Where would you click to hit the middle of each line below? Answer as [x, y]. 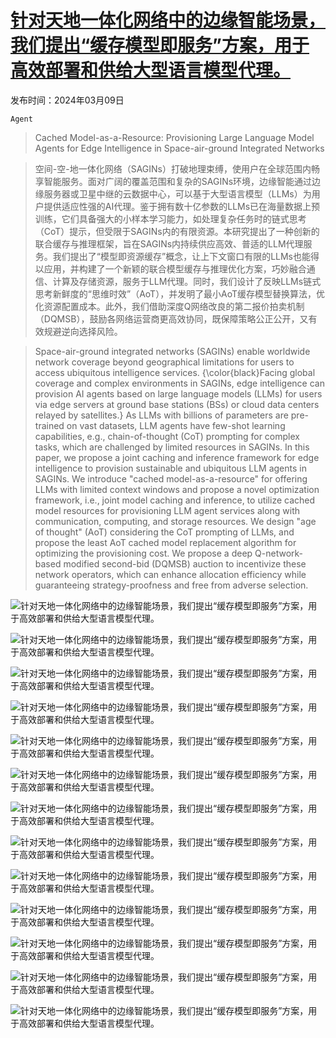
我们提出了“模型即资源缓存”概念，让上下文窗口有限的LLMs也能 [181, 256]
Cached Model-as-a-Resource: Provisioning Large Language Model [174, 137]
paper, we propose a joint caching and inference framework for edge [177, 457]
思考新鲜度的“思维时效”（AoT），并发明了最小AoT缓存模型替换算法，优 [180, 293]
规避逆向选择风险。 [83, 331]
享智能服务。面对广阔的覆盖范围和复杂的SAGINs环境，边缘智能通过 [173, 181]
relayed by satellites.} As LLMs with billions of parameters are [161, 415]
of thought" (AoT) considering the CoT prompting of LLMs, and [164, 532]
